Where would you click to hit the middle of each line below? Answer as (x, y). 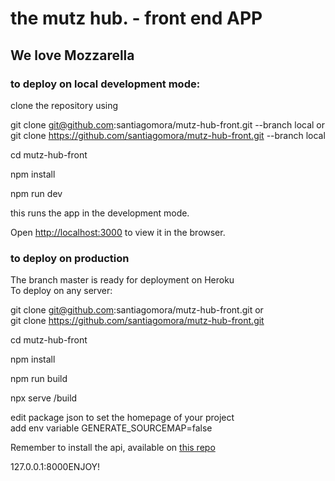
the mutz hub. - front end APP (136, 18)
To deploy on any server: (61, 291)
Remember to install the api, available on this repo (113, 448)
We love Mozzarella (72, 55)
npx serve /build (44, 398)
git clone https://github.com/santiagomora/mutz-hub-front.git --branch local (168, 135)
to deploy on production (70, 258)
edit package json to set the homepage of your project (122, 418)
